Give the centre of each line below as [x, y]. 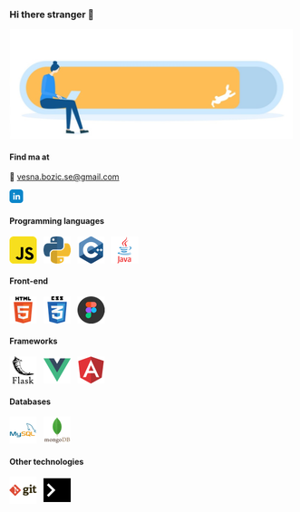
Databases [30, 401]
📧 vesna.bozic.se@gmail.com [64, 177]
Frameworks [34, 341]
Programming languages [57, 220]
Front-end [29, 281]
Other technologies [47, 461]
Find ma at [29, 157]
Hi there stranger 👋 [52, 14]
